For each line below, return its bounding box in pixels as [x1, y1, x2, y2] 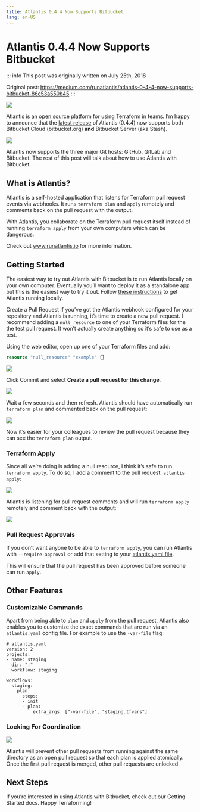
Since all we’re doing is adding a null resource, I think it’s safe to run [6, 463, 173, 470]
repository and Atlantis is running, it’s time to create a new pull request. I [6, 312, 183, 319]
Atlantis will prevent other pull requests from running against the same [6, 747, 179, 754]
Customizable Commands [6, 603, 83, 611]
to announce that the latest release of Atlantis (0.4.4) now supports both [6, 119, 183, 126]
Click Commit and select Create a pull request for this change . [6, 376, 161, 383]
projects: [6, 652, 31, 658]
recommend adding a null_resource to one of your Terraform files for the [6, 319, 186, 326]
